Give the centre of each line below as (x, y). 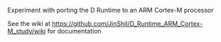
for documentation (74, 31)
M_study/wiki (27, 31)
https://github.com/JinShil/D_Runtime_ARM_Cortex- (128, 23)
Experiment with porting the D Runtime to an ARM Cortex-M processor (111, 10)
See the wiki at (29, 23)
